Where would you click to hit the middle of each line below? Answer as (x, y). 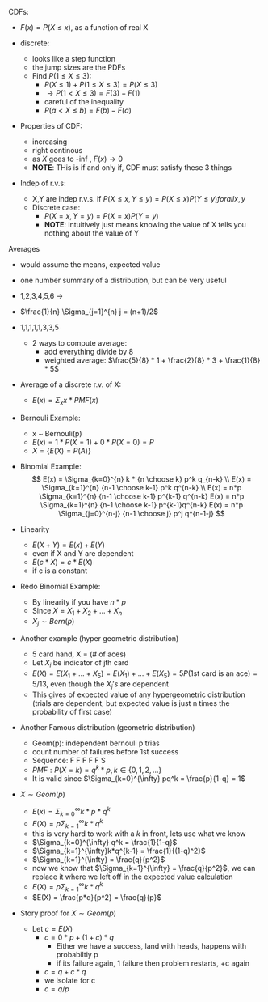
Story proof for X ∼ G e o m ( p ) (68, 913)
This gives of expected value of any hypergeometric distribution (139, 694)
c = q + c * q (65, 971)
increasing (50, 142)
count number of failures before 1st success (105, 751)
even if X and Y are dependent (83, 553)
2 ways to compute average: (80, 343)
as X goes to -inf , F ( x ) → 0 (77, 159)
